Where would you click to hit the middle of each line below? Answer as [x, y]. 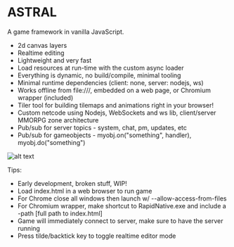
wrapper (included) [45, 97]
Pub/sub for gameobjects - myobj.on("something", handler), [104, 135]
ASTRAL [32, 12]
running [29, 228]
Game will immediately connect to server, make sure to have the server [120, 221]
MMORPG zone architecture [58, 120]
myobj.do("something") [51, 142]
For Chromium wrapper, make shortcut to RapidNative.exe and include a [122, 205]
